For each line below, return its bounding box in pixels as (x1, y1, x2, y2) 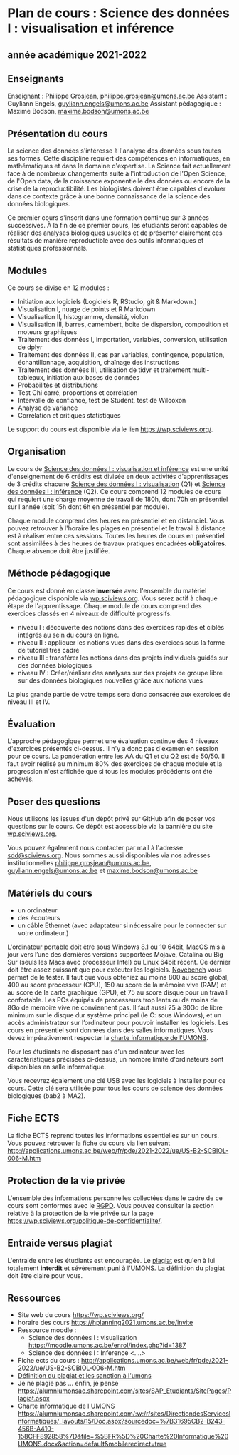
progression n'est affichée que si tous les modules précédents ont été (7, 767, 213, 776)
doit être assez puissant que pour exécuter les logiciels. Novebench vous (7, 965, 222, 974)
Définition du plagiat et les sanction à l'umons (17, 1371, 152, 1380)
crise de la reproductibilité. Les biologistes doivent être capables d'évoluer (7, 184, 226, 193)
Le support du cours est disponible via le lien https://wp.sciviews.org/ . (7, 425, 213, 433)
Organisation (7, 445, 66, 458)
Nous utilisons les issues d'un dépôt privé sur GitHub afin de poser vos (7, 815, 216, 823)
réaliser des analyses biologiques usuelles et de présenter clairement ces (7, 228, 223, 237)
